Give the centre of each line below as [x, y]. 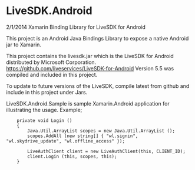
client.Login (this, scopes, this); [72, 157]
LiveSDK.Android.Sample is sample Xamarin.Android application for [88, 103]
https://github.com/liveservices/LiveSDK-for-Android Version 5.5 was [90, 68]
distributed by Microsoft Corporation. [51, 62]
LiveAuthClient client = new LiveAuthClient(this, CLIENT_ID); [106, 151]
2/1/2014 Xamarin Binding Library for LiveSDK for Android [76, 27]
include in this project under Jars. [47, 92]
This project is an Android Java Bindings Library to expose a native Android [97, 38]
